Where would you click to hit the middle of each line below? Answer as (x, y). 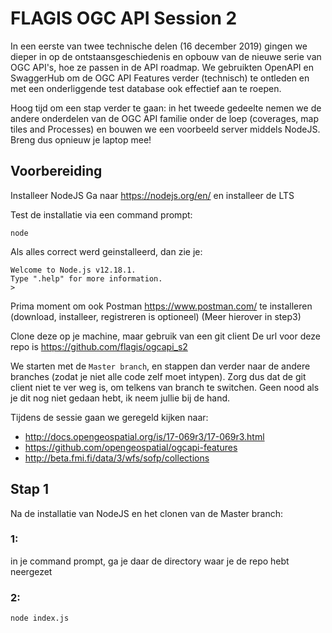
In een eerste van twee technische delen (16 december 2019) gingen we (159, 46)
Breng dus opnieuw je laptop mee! (81, 139)
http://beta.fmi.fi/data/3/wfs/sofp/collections (117, 458)
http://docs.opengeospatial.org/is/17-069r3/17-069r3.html (144, 436)
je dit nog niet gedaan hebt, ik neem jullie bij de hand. (120, 398)
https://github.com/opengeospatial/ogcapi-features (131, 447)
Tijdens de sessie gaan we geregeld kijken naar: (109, 417)
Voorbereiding (56, 171)
